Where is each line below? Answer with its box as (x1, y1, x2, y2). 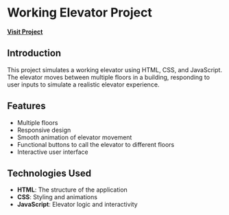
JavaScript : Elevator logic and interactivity (16, 201, 138, 209)
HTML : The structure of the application (16, 185, 128, 194)
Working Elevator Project (7, 5, 153, 21)
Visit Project (7, 27, 43, 36)
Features (7, 100, 46, 112)
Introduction (7, 47, 62, 59)
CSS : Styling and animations (16, 193, 98, 201)
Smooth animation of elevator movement (16, 133, 132, 142)
